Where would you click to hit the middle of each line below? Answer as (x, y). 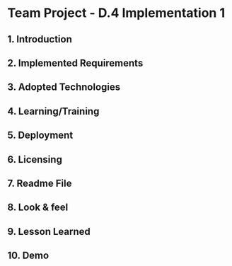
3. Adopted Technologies (64, 87)
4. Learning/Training (53, 111)
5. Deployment (40, 135)
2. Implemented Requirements (75, 63)
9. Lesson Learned (49, 231)
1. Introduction (40, 39)
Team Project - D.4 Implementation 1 (116, 13)
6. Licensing (35, 160)
